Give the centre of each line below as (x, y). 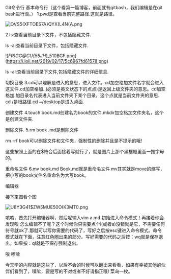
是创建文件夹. (20, 119)
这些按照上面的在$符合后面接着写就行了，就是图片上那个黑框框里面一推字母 (85, 152)
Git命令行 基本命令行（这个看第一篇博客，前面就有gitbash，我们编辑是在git (84, 7)
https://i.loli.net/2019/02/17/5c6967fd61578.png (57, 61)
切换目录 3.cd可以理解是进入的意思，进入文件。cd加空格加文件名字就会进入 (84, 83)
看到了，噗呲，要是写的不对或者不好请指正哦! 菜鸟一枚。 (73, 271)
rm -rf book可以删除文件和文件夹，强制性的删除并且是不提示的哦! (74, 141)
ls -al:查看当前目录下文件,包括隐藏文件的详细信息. (57, 72)
